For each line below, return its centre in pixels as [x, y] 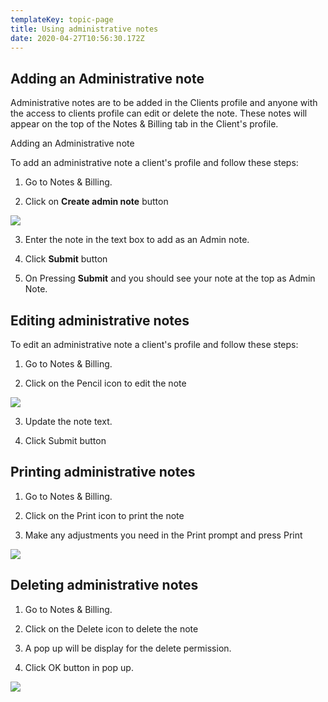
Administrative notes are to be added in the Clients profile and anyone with [164, 103]
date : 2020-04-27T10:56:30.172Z [77, 38]
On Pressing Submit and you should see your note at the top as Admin [170, 278]
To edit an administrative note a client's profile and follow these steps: [154, 344]
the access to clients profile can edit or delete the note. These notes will [159, 113]
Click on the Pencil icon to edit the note [105, 383]
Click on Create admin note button [96, 202]
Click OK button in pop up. [79, 667]
